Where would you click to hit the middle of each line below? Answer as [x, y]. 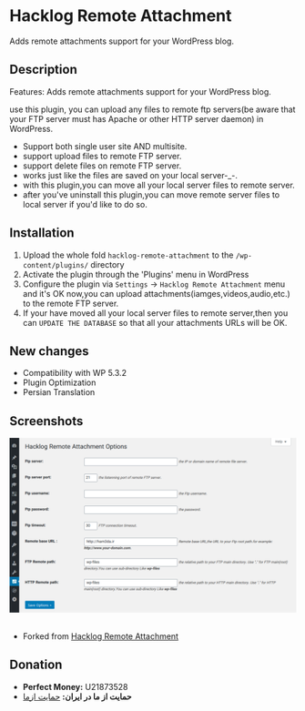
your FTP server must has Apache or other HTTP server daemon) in [137, 118]
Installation [42, 233]
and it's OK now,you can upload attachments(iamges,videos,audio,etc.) [157, 293]
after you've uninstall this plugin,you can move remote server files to [151, 194]
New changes [49, 351]
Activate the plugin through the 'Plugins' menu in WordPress [136, 274]
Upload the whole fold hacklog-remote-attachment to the [128, 255]
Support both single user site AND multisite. [105, 146]
